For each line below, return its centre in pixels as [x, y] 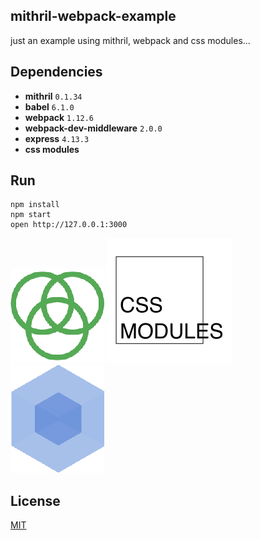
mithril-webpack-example [93, 16]
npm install [35, 205]
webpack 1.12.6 [59, 117]
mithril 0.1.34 [53, 96]
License [35, 500]
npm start [31, 215]
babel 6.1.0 [49, 106]
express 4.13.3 [57, 138]
